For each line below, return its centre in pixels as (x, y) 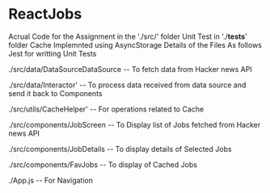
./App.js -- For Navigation (51, 180)
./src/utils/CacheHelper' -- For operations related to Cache (106, 109)
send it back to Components (55, 93)
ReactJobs (45, 14)
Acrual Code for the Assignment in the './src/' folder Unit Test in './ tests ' (128, 36)
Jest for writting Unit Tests (53, 53)
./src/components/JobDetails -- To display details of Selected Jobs (120, 149)
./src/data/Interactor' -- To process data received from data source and (127, 85)
